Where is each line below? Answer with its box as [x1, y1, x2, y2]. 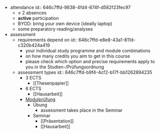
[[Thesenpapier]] [33, 80, 69, 86]
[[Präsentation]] [40, 118, 74, 124]
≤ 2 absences [17, 10, 47, 16]
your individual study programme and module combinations [25, 48, 151, 53]
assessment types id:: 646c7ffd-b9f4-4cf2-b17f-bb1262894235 [17, 69, 153, 75]
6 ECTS [25, 86, 42, 91]
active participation [17, 15, 59, 21]
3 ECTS [25, 75, 42, 81]
